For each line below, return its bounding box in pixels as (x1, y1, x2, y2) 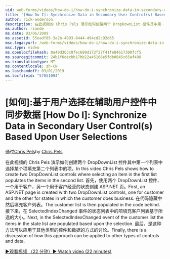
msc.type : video (5, 45, 39, 50)
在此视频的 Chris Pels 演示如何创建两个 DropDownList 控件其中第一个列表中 (5, 159, 163, 165)
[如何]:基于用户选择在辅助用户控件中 (5, 97, 157, 108)
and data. (5, 238, 25, 244)
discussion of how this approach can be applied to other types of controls (5, 232, 159, 238)
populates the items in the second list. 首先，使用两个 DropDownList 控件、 (5, 177, 162, 183)
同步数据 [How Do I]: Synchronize (5, 109, 147, 121)
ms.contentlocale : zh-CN (5, 64, 58, 69)
